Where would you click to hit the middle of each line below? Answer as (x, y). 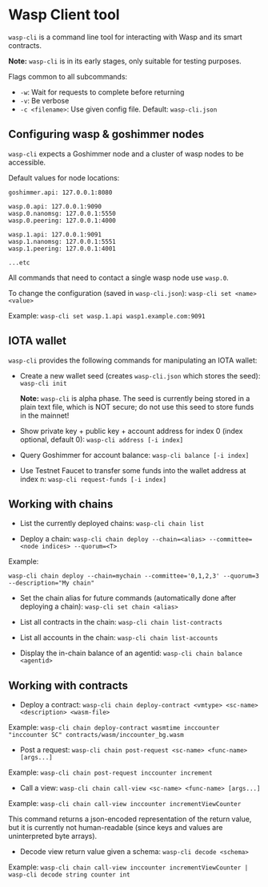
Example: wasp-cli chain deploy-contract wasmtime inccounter (114, 727)
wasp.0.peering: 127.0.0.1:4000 (62, 221)
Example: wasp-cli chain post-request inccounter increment (110, 772)
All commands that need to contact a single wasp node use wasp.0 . (119, 277)
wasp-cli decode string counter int (69, 875)
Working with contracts (68, 685)
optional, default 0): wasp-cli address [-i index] (102, 439)
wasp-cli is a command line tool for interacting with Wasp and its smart (125, 37)
